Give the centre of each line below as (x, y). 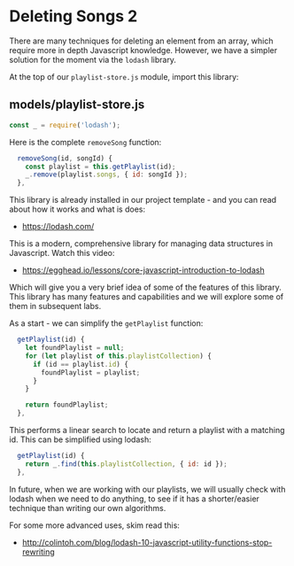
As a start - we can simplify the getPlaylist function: (106, 323)
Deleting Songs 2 (73, 16)
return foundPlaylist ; (67, 405)
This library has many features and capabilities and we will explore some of (147, 297)
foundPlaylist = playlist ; (91, 372)
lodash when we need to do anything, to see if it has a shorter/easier (134, 499)
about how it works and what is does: (77, 209)
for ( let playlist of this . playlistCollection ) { (119, 356)
